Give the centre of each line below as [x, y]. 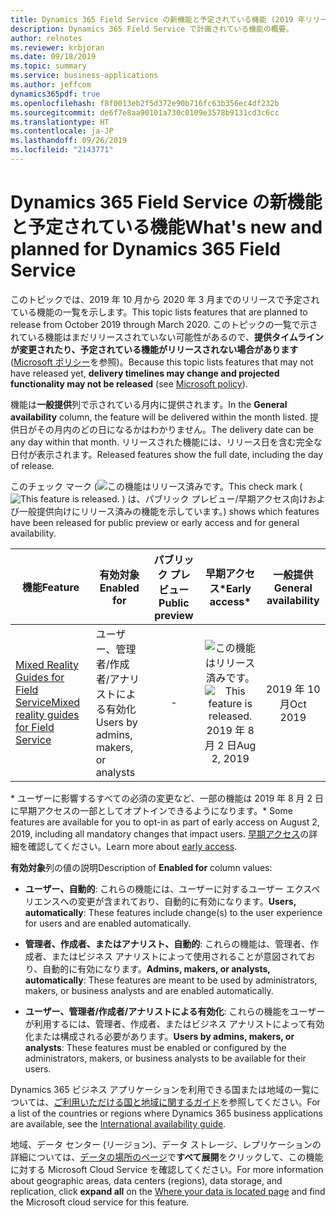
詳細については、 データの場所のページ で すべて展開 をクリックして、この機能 [167, 1157]
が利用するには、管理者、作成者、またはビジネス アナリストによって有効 [174, 1023]
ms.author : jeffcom [51, 85]
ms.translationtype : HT [60, 122]
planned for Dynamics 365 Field [146, 249]
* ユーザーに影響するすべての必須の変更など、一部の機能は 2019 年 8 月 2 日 [167, 798]
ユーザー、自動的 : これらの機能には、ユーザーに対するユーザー [154, 888]
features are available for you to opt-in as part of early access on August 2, [165, 822]
